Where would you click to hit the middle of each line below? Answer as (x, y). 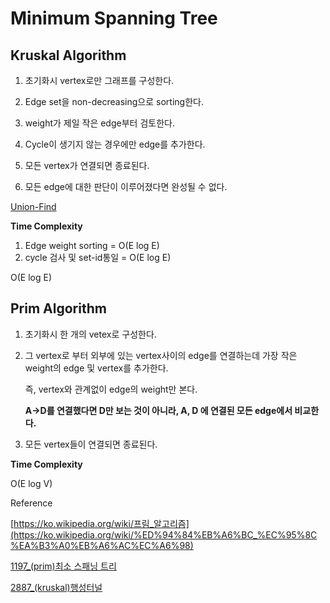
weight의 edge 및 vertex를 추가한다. (96, 368)
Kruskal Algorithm (68, 55)
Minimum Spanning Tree (114, 18)
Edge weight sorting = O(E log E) (92, 245)
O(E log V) (31, 483)
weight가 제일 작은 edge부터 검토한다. (99, 123)
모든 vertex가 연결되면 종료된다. (87, 165)
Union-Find (33, 206)
